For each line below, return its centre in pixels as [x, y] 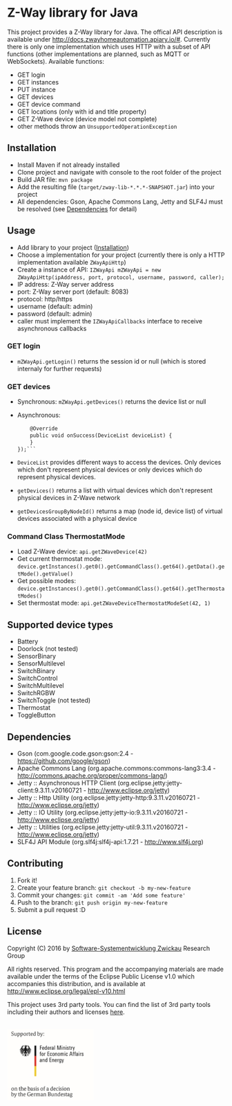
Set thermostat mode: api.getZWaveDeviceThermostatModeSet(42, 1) [114, 603]
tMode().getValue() [45, 574]
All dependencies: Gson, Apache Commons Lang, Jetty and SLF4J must [120, 202]
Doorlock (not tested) [48, 649]
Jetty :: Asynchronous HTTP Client [66, 783]
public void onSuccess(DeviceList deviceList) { [101, 436]
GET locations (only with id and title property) [82, 112]
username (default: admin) [55, 306]
